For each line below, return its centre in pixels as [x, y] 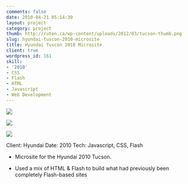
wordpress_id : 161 [29, 56]
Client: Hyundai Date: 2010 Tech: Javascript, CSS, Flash [75, 145]
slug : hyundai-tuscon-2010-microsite [53, 39]
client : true [22, 51]
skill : [14, 61]
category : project [29, 28]
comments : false [26, 12]
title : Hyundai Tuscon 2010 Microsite [54, 45]
